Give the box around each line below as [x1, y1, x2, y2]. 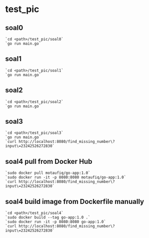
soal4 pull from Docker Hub [5, 157, 92, 166]
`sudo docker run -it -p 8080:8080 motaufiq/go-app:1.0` [5, 175, 126, 180]
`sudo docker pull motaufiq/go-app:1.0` [5, 170, 91, 176]
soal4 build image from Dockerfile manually [5, 197, 144, 206]
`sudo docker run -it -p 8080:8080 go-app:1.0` [5, 219, 106, 224]
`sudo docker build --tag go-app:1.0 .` [5, 215, 91, 220]
